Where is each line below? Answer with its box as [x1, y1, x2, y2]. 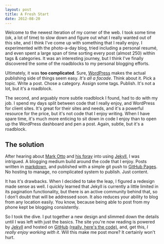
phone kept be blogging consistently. [5, 204, 80, 210]
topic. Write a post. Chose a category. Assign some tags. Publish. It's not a [5, 81, 155, 86]
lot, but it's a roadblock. [5, 86, 53, 92]
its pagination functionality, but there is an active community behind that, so [5, 189, 158, 195]
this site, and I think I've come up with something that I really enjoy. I [5, 40, 143, 46]
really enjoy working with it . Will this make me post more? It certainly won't [5, 229, 156, 235]
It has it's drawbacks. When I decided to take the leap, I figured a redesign [5, 179, 155, 184]
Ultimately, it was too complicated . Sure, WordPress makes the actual [5, 70, 146, 76]
